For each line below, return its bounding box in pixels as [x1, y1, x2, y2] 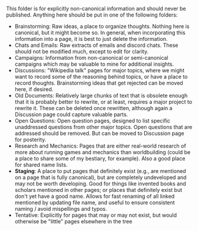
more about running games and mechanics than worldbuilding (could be [14, 149, 191, 156]
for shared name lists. [14, 161, 68, 168]
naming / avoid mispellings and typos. [14, 206, 108, 212]
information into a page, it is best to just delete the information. [14, 36, 168, 42]
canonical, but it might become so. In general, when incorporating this [14, 29, 186, 36]
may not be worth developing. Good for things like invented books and [14, 180, 186, 187]
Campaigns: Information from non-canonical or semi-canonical [14, 54, 168, 61]
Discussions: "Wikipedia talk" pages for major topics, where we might [14, 67, 185, 73]
